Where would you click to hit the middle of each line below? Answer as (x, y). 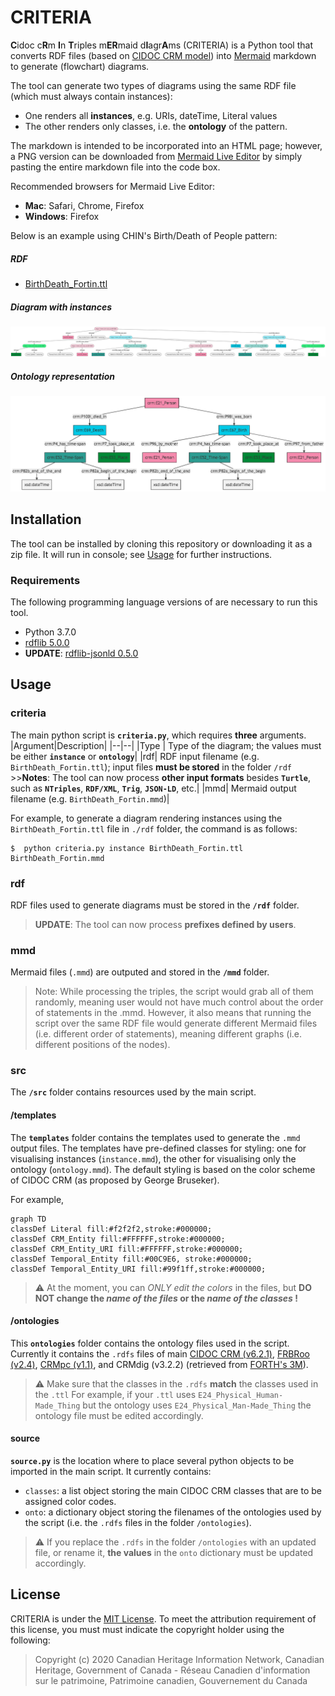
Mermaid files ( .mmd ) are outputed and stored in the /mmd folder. (140, 972)
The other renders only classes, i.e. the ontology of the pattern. (156, 126)
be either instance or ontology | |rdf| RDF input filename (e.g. (135, 756)
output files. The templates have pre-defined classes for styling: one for (158, 1148)
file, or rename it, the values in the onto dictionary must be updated (174, 1553)
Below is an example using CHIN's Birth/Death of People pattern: (144, 235)
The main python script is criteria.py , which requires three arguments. (158, 735)
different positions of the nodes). (102, 1045)
